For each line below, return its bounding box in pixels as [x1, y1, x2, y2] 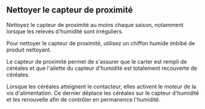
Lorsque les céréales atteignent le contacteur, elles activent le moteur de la [6, 83, 196, 90]
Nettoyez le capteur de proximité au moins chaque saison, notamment [6, 21, 184, 28]
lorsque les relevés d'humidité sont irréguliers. [6, 28, 124, 35]
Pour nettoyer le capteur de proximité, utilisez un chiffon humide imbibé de [6, 39, 195, 47]
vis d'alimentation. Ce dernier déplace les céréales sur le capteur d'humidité [6, 89, 199, 97]
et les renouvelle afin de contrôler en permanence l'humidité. [6, 96, 161, 103]
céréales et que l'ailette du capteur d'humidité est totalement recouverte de [6, 64, 198, 72]
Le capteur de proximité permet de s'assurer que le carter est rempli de [6, 58, 187, 65]
